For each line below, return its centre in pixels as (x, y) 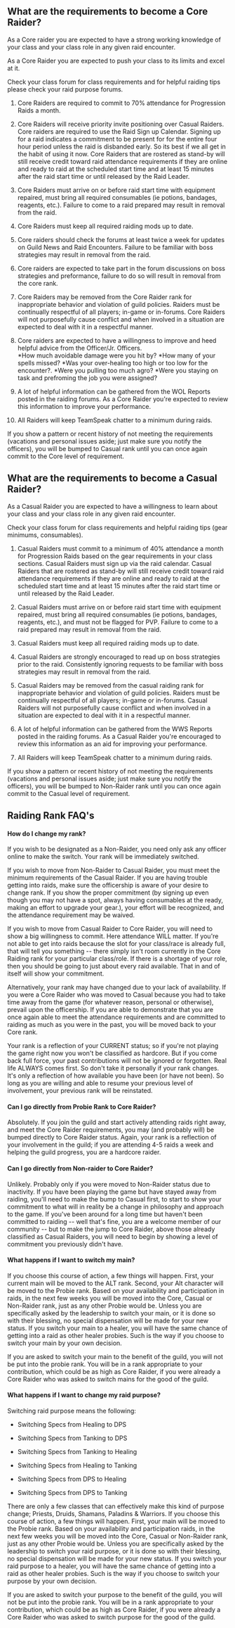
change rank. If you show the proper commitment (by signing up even (108, 892)
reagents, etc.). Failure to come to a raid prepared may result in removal (121, 205)
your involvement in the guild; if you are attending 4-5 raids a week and (110, 1145)
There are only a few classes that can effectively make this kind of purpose (116, 1506)
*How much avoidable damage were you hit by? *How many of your (116, 355)
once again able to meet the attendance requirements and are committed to (116, 1017)
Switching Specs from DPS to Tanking (72, 1493)
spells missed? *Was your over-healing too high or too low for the (113, 362)
